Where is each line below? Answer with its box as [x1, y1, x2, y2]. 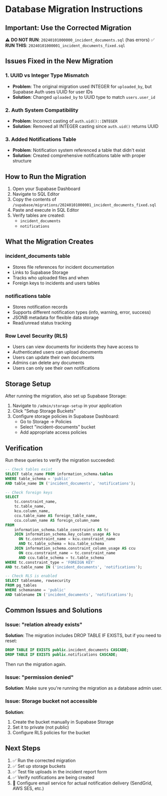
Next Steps [5, 744, 41, 753]
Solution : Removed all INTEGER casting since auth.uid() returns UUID [12, 123, 159, 129]
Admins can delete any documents [12, 360, 84, 366]
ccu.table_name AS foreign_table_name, [14, 513, 98, 518]
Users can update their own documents [12, 355, 94, 361]
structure [12, 158, 32, 164]
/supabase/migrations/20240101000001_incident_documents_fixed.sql [12, 203, 156, 208]
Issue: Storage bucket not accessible [5, 698, 98, 705]
